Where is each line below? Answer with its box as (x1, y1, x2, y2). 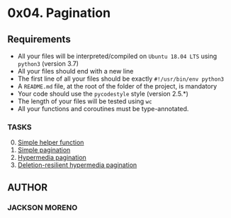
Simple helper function (17, 138, 84, 147)
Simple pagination (17, 146, 71, 154)
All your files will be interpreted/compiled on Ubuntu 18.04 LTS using (17, 52, 218, 60)
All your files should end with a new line (17, 67, 134, 75)
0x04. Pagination (7, 5, 111, 21)
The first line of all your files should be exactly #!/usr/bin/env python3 (17, 74, 225, 83)
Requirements (7, 33, 71, 45)
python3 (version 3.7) (17, 59, 79, 68)
